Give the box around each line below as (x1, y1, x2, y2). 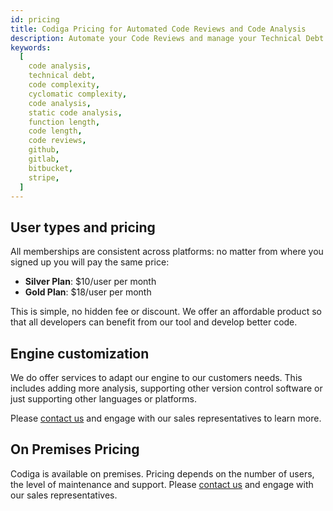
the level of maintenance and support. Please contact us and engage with (10, 478, 314, 490)
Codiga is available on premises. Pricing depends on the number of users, (10, 467, 315, 480)
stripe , (28, 172, 60, 183)
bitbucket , (28, 163, 74, 173)
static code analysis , (28, 107, 123, 118)
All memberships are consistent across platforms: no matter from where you (10, 246, 324, 258)
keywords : (10, 42, 52, 53)
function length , (28, 117, 101, 127)
